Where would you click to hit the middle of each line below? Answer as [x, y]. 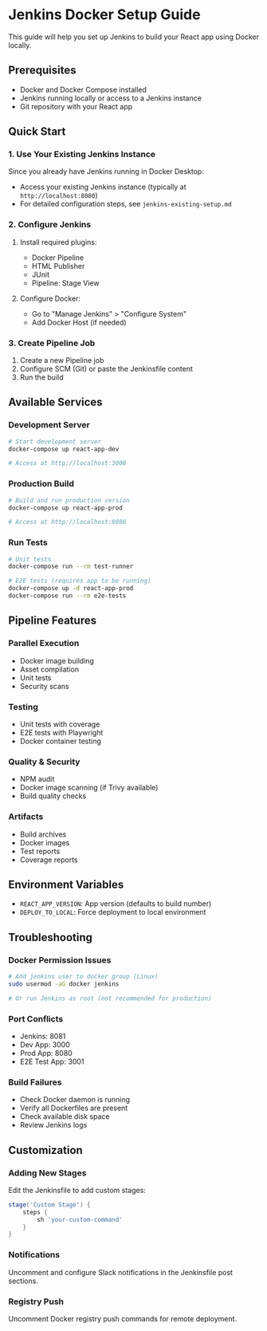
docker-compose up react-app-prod [66, 508]
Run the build [41, 377]
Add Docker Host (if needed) [79, 322]
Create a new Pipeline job [62, 360]
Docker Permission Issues [60, 960]
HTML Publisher [58, 266]
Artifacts [26, 817]
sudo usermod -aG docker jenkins [64, 984]
